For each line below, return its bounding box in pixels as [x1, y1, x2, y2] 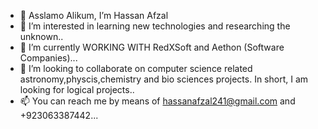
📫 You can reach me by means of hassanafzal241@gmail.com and [19, 95, 296, 107]
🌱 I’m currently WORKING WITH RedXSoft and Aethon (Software [19, 41, 285, 53]
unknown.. [19, 31, 64, 42]
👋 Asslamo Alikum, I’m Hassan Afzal [19, 10, 169, 21]
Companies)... [19, 52, 78, 64]
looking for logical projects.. [19, 84, 135, 95]
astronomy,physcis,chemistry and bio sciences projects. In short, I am [19, 73, 309, 85]
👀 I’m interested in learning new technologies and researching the [19, 20, 291, 32]
